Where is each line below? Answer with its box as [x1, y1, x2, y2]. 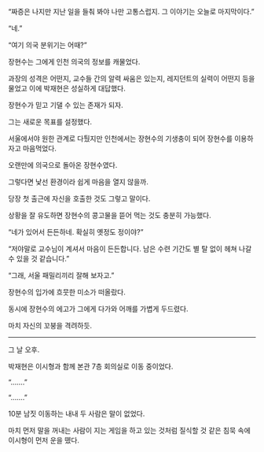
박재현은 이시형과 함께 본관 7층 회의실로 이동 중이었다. [8, 361, 174, 371]
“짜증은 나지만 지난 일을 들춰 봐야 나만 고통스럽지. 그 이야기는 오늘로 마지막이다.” [8, 7, 255, 16]
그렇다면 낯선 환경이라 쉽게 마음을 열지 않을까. [8, 177, 149, 187]
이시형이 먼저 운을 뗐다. [8, 435, 80, 445]
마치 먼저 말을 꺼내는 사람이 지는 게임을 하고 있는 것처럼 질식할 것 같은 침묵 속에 [8, 426, 251, 435]
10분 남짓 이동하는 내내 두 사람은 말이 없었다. [8, 409, 145, 418]
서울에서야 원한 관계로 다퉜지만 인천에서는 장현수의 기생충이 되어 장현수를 [8, 134, 233, 143]
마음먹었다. [22, 144, 57, 153]
